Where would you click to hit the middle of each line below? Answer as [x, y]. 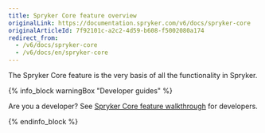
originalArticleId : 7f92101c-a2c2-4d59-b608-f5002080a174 [106, 30]
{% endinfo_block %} [43, 121]
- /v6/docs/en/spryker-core [62, 53]
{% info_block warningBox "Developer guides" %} [91, 91]
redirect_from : [33, 38]
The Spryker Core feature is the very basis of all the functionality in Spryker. [133, 75]
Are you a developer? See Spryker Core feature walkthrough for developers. [133, 106]
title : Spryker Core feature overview [72, 16]
